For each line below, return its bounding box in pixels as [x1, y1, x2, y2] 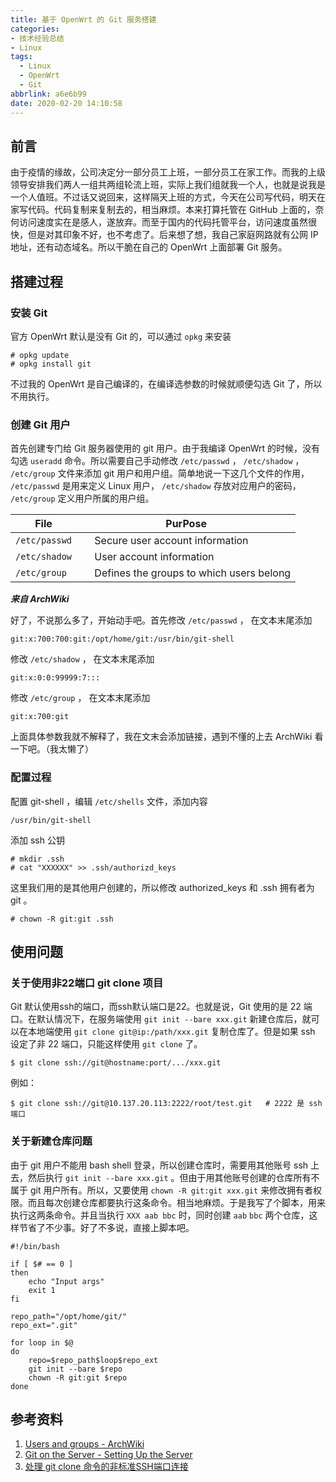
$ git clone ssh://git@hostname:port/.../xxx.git [10, 1058, 222, 1068]
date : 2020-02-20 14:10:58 [10, 98, 123, 108]
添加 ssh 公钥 [10, 834, 65, 846]
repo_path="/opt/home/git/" [10, 1311, 128, 1321]
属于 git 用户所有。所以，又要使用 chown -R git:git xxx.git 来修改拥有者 [10, 1184, 314, 1196]
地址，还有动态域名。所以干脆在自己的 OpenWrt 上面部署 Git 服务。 [10, 241, 288, 253]
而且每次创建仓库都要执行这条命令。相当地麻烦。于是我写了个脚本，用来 [27, 1196, 326, 1208]
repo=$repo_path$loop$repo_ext [28, 1355, 159, 1365]
